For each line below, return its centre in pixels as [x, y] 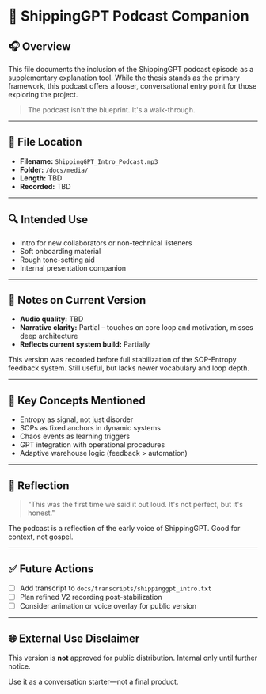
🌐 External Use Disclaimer [74, 639]
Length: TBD [41, 178]
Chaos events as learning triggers [75, 436]
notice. [19, 666]
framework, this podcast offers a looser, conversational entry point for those [133, 86]
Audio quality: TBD [51, 319]
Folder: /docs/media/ [54, 169]
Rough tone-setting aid [57, 260]
